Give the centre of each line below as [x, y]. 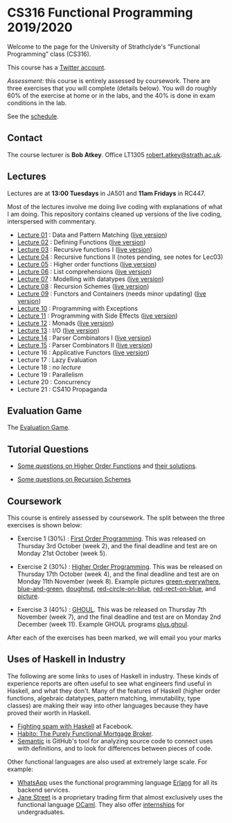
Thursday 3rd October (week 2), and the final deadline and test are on [117, 546]
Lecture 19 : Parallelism [50, 374]
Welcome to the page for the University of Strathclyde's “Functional [104, 46]
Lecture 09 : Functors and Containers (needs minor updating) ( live [111, 293]
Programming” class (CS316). [49, 54]
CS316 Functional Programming [100, 13]
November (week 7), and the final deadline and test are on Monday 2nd [119, 617]
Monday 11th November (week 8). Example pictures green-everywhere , [119, 581]
